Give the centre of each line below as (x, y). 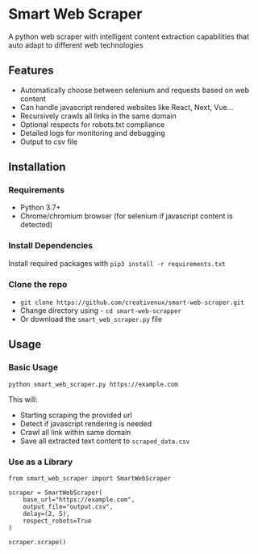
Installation (37, 167)
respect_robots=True (57, 521)
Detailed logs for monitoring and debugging (92, 133)
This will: (23, 399)
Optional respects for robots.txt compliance (92, 124)
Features (31, 71)
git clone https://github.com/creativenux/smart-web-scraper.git (132, 303)
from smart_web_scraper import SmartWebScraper (90, 479)
